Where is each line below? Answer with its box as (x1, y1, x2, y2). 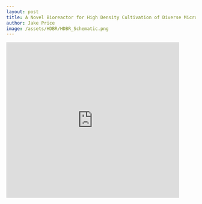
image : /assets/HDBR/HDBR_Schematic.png (6, 25, 109, 32)
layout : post (6, 8, 39, 15)
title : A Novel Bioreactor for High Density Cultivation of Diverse (6, 14, 182, 20)
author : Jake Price (6, 20, 55, 26)
